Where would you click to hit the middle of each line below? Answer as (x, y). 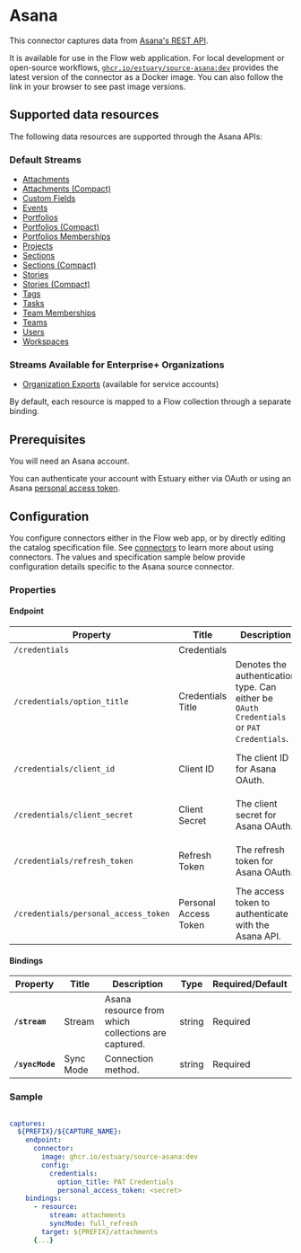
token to (253, 903)
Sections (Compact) (59, 265)
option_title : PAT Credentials (116, 1182)
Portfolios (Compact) (61, 227)
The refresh (260, 850)
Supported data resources (84, 115)
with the (253, 925)
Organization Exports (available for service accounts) (120, 384)
